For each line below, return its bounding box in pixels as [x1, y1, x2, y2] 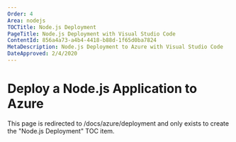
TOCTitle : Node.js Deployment [7, 23, 97, 31]
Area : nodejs [7, 17, 46, 24]
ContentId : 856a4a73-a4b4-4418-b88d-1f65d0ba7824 [7, 37, 157, 44]
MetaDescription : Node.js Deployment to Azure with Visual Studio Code [7, 43, 223, 50]
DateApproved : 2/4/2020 [7, 50, 78, 58]
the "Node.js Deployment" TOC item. [7, 126, 115, 135]
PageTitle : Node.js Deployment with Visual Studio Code [7, 30, 176, 38]
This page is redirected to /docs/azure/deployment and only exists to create [7, 119, 229, 128]
